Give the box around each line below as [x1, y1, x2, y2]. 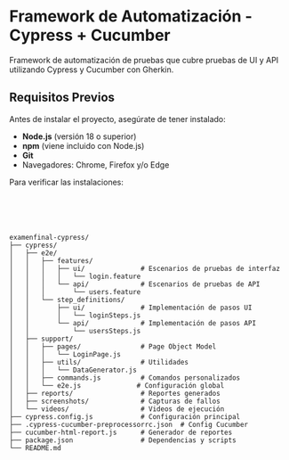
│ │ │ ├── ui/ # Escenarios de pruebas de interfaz [9, 264, 280, 273]
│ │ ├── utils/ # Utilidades [9, 357, 189, 366]
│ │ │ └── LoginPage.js [9, 349, 122, 358]
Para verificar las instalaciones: [9, 177, 124, 187]
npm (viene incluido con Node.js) [21, 140, 145, 151]
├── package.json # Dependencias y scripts [9, 435, 237, 445]
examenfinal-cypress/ [9, 233, 90, 242]
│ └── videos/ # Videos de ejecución [9, 404, 225, 414]
